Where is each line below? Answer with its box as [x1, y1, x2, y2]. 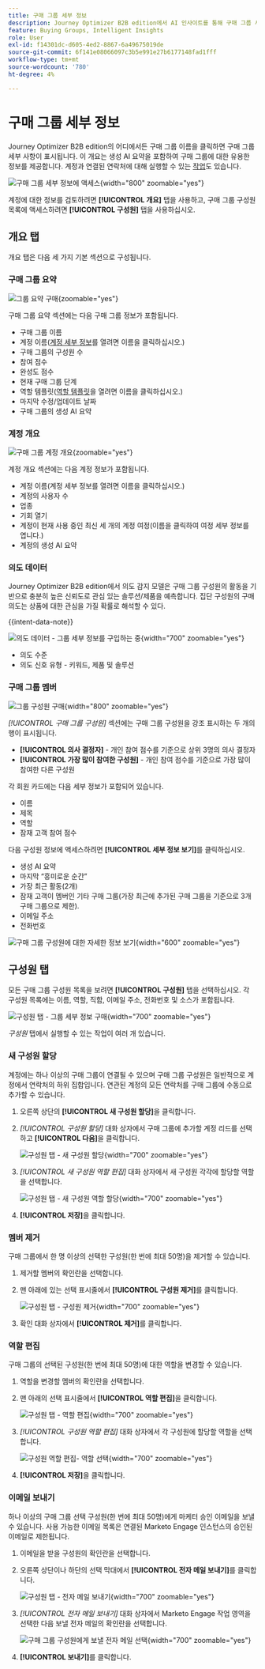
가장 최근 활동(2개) [19, 881, 78, 890]
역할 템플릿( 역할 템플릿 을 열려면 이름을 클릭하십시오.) [19, 387, 183, 396]
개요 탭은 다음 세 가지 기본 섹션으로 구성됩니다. [8, 252, 151, 262]
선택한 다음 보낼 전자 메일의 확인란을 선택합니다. [19, 1618, 167, 1628]
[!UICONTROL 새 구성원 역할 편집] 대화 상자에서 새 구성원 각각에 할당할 [19, 1167, 240, 1176]
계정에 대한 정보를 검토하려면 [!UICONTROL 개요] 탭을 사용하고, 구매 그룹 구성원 [8, 194, 256, 204]
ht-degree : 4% [8, 70, 55, 78]
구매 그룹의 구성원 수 [19, 347, 84, 357]
